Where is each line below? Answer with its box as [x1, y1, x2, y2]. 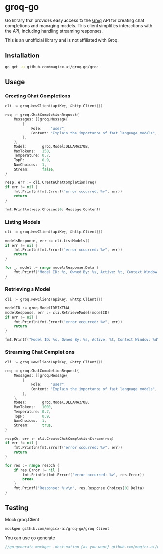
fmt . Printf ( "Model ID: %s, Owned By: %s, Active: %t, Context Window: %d [5, 337, 158, 342]
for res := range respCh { [5, 463, 60, 468]
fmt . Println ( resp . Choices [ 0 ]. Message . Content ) [5, 207, 101, 212]
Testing [5, 504, 29, 512]
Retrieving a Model [5, 286, 50, 292]
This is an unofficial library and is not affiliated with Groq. [5, 37, 119, 43]
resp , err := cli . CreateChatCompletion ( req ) [5, 180, 97, 185]
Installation [5, 52, 40, 60]
